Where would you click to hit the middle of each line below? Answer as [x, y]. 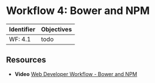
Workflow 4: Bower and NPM [78, 11]
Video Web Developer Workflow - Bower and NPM [76, 74]
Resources [26, 60]
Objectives [56, 29]
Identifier [22, 29]
